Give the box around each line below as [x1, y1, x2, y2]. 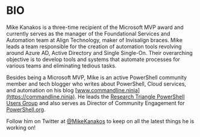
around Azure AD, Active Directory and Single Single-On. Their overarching [6, 49, 193, 56]
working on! [6, 124, 36, 131]
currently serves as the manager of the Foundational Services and [6, 30, 170, 37]
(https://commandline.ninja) [6, 93, 75, 100]
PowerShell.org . [6, 106, 46, 113]
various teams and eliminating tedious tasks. [6, 62, 117, 69]
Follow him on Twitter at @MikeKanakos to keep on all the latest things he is [6, 117, 195, 124]
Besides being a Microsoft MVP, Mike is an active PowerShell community [6, 74, 187, 81]
